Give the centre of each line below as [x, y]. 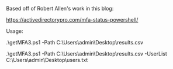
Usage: [15, 31]
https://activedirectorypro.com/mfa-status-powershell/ [72, 20]
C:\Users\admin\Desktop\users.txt [47, 60]
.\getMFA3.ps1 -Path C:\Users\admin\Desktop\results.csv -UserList [87, 54]
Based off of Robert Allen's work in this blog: [60, 8]
